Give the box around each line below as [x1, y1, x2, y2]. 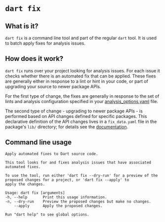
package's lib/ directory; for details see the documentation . [5, 123, 128, 130]
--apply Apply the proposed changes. [14, 203, 103, 208]
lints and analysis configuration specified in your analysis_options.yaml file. [5, 98, 158, 104]
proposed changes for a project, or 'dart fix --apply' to [5, 177, 129, 182]
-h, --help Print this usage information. [5, 195, 107, 200]
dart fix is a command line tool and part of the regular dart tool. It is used [5, 35, 157, 41]
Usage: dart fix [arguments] [5, 190, 65, 195]
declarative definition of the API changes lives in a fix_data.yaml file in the [5, 118, 157, 124]
